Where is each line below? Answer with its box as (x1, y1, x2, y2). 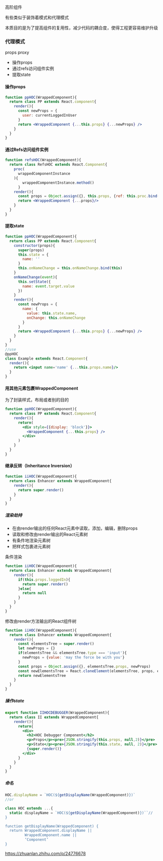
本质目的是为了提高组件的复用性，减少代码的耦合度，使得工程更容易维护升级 (5, 25, 158, 31)
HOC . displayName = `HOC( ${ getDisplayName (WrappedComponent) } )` (5, 792, 136, 798)
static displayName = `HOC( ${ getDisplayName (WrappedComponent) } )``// (9, 810, 153, 815)
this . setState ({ (17, 279, 51, 284)
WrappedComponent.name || (24, 833, 77, 838)
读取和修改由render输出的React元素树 (12, 532, 88, 537)
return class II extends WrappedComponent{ (9, 715, 98, 720)
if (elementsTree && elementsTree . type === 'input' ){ (17, 651, 127, 655)
